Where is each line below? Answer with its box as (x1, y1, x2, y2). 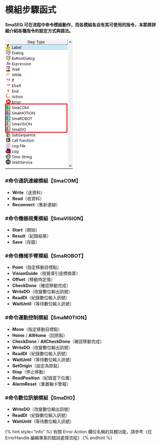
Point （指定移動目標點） (12, 265, 62, 270)
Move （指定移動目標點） (12, 326, 62, 332)
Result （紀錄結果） (12, 233, 51, 239)
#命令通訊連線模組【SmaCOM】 (5, 178, 81, 184)
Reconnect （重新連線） (12, 201, 61, 207)
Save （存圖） (12, 239, 40, 245)
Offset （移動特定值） (12, 277, 55, 283)
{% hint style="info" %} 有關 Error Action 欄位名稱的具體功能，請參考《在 (5, 428, 152, 434)
